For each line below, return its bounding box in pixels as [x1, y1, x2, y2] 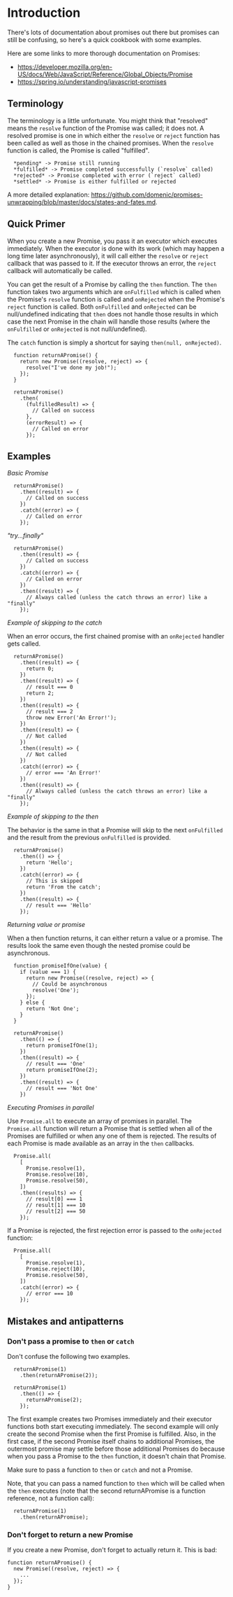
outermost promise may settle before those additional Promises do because [7, 1444, 225, 1453]
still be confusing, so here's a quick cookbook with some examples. [7, 35, 202, 43]
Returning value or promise [7, 921, 86, 929]
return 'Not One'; [25, 1005, 80, 1012]
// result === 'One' [25, 1061, 86, 1068]
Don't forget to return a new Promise [7, 1530, 134, 1540]
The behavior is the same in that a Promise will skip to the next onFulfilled [7, 826, 223, 835]
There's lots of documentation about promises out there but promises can [7, 28, 220, 36]
